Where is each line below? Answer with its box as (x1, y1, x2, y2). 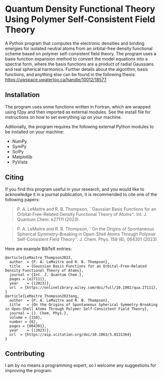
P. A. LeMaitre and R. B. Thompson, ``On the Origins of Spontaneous (17, 226, 154, 231)
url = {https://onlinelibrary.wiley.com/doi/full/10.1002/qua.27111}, (9, 285, 158, 290)
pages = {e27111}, (9, 276, 47, 281)
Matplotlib (12, 154, 33, 160)
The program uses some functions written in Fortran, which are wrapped (5, 104, 151, 109)
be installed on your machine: (5, 128, 65, 135)
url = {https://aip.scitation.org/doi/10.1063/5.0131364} (9, 332, 132, 337)
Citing (5, 173, 24, 182)
